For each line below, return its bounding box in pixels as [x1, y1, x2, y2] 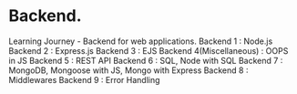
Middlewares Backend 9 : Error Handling [8, 74, 160, 85]
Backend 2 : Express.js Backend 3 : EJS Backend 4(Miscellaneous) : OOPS [8, 45, 289, 56]
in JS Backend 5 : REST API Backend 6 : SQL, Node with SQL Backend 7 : [8, 55, 283, 66]
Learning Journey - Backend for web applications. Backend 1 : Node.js [8, 36, 273, 47]
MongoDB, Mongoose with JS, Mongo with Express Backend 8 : [8, 65, 249, 76]
